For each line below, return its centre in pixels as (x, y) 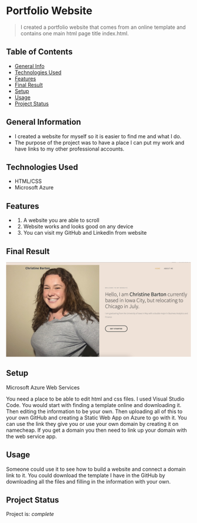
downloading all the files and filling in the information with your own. (89, 481)
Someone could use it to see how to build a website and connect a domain (96, 469)
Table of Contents (40, 52)
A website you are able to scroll (61, 220)
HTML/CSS (28, 181)
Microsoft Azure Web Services (43, 387)
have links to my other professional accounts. (69, 149)
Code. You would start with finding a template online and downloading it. (94, 405)
